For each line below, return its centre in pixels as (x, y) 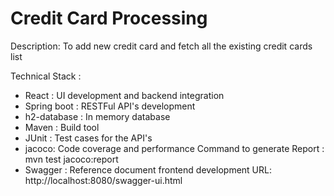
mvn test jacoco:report (71, 159)
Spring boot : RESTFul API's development (110, 106)
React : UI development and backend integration (124, 95)
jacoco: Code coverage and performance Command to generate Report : (174, 148)
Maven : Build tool (62, 127)
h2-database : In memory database (97, 116)
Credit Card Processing (109, 18)
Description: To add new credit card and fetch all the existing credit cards (161, 46)
